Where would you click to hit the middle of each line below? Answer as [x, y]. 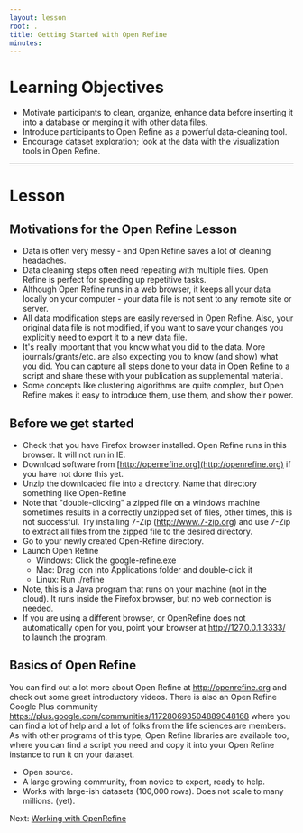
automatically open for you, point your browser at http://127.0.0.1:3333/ [154, 627]
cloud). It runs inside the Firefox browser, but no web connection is [147, 599]
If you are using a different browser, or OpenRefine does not [134, 618]
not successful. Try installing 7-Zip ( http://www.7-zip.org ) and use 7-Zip [156, 522]
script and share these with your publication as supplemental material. [153, 376]
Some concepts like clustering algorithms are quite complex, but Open [153, 386]
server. [36, 309]
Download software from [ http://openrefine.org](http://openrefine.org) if [156, 464]
